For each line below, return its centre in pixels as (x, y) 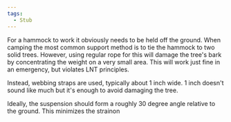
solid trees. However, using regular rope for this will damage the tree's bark (114, 54)
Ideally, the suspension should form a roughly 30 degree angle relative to (111, 103)
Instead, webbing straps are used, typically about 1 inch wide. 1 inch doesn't (115, 82)
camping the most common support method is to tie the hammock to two (111, 47)
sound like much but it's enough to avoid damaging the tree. (93, 90)
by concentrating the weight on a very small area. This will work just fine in (113, 62)
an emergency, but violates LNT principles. (68, 69)
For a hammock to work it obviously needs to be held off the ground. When (114, 40)
